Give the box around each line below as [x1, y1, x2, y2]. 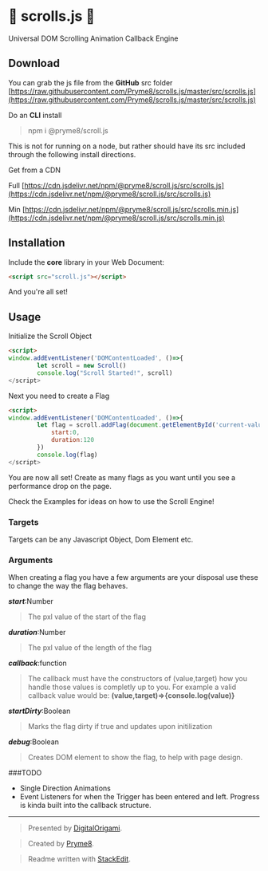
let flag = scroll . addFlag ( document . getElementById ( [37, 421, 216, 429]
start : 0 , [50, 428, 81, 437]
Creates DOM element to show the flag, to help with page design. [27, 753, 243, 763]
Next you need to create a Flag [8, 391, 110, 400]
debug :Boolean [8, 737, 60, 747]
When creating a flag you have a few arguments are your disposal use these [8, 573, 258, 582]
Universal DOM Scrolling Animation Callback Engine [8, 33, 179, 43]
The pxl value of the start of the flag [27, 612, 146, 621]
